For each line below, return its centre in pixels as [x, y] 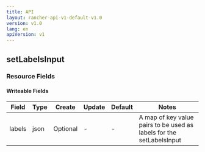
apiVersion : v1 [26, 35]
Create [65, 107]
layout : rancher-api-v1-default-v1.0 [54, 18]
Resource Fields [31, 77]
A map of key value [166, 117]
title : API [20, 12]
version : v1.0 [24, 23]
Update [94, 107]
